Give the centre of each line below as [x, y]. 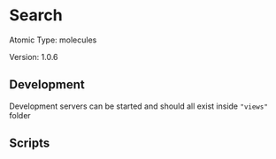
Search [36, 15]
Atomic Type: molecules [53, 40]
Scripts [30, 144]
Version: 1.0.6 [34, 57]
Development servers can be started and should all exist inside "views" [138, 106]
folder [20, 115]
